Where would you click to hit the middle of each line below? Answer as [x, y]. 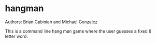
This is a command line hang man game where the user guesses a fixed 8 [78, 31]
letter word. [16, 36]
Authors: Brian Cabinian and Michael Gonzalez [51, 22]
